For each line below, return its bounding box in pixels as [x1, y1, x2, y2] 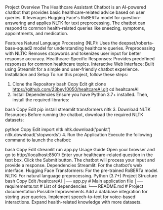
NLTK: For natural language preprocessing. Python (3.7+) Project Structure [5, 173, 157, 178]
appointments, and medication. [5, 31, 68, 36]
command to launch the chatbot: [5, 137, 72, 143]
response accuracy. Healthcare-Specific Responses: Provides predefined [5, 56, 155, 61]
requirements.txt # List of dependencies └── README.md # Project [5, 183, 144, 189]
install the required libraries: [12, 97, 70, 103]
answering [5, 20, 27, 26]
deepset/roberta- [118, 40, 154, 46]
